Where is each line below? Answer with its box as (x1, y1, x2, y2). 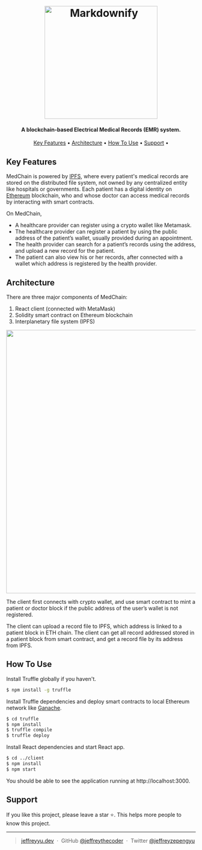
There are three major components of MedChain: (6, 294, 127, 301)
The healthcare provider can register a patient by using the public (14, 228, 178, 235)
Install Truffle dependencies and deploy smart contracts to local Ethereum (6, 698, 190, 705)
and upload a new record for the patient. (14, 247, 115, 255)
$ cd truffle (6, 716, 39, 722)
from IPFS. (6, 642, 32, 649)
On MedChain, (6, 210, 42, 217)
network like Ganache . (6, 704, 62, 712)
